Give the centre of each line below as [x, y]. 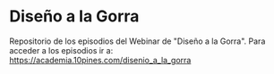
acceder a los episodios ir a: [61, 50]
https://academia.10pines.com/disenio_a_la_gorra [100, 60]
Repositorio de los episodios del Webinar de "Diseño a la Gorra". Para [137, 41]
